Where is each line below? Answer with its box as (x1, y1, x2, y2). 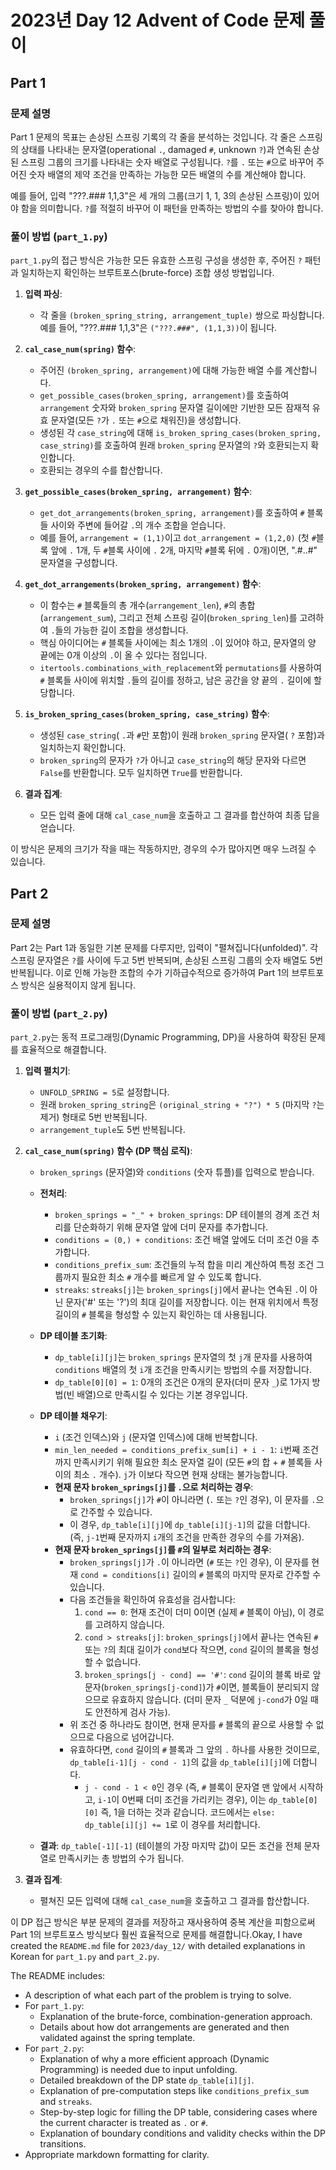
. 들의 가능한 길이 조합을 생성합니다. (50, 624, 189, 636)
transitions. (39, 2138, 87, 2150)
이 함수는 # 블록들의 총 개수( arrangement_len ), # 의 (39, 599, 237, 611)
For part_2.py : (24, 2042, 85, 2055)
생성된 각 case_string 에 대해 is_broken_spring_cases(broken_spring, (39, 427, 322, 439)
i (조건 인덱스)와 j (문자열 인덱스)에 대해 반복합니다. (54, 1431, 258, 1443)
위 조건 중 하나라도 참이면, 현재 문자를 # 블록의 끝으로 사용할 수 (69, 1719, 314, 1731)
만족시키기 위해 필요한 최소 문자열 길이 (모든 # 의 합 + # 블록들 (73, 1456, 313, 1468)
